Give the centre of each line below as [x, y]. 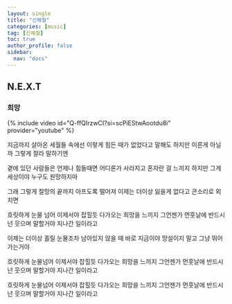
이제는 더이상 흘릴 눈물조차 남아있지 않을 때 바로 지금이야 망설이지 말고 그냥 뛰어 [115, 238]
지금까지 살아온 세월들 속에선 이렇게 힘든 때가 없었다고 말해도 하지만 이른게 [108, 145]
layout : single [29, 14]
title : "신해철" [28, 20]
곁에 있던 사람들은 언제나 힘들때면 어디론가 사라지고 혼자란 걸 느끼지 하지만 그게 [114, 168]
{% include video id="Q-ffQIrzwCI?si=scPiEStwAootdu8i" [89, 123]
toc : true [21, 39]
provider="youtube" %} [41, 131]
